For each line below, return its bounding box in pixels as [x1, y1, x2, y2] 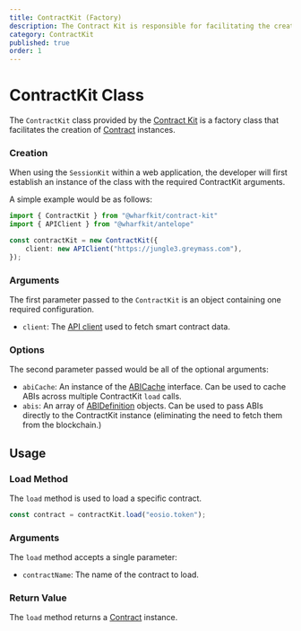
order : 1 [9, 47, 42, 56]
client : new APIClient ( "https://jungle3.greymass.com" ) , [25, 244, 243, 253]
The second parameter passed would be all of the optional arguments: [9, 364, 269, 375]
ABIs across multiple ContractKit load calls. [21, 391, 182, 402]
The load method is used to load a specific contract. [9, 493, 202, 504]
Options [9, 343, 45, 355]
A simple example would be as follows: [9, 194, 152, 205]
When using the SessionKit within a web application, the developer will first [9, 167, 288, 178]
